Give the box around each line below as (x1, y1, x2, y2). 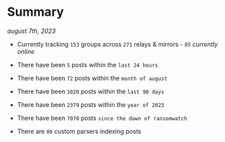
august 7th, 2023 (7, 27, 56, 35)
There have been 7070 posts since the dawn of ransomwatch (16, 114, 187, 122)
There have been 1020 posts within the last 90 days (16, 87, 165, 95)
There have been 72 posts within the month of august (16, 73, 168, 82)
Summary (7, 4, 64, 20)
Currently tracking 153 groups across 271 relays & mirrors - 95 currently (16, 40, 218, 48)
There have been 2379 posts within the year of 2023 (16, 100, 165, 108)
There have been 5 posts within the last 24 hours (16, 60, 158, 69)
